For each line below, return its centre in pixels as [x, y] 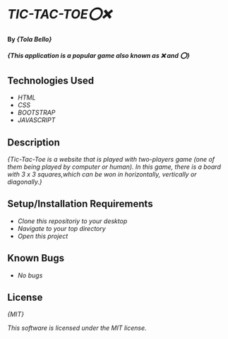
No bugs [30, 275]
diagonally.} [25, 182]
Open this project [43, 236]
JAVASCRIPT [36, 120]
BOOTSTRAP [36, 113]
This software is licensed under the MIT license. [77, 328]
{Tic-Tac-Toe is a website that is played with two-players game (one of [111, 159]
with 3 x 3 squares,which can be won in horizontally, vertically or [102, 174]
